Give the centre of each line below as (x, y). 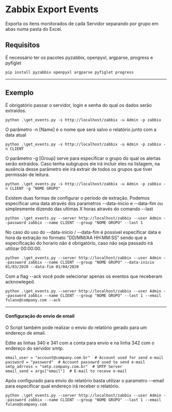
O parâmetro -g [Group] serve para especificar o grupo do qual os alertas (83, 158)
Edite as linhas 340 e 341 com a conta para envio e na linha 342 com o (80, 343)
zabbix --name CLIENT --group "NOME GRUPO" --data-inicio (91, 262)
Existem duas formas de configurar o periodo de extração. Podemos (78, 198)
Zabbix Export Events (52, 9)
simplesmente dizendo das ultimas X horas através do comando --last (79, 209)
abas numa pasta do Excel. (34, 29)
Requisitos (23, 45)
